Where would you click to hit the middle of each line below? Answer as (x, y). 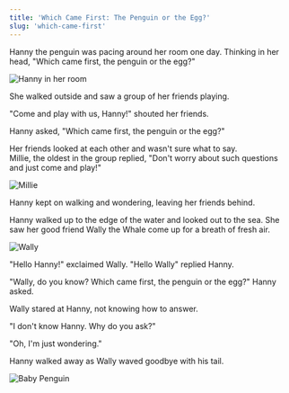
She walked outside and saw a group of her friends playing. (119, 96)
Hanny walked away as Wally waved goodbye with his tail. (117, 361)
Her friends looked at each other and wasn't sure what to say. (123, 148)
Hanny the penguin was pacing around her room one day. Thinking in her (144, 51)
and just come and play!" (55, 167)
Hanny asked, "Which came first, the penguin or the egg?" (118, 130)
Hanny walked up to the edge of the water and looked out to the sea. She (144, 219)
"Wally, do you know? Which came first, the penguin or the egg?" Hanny (143, 281)
